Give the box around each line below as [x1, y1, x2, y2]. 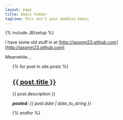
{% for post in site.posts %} [12, 63, 69, 69]
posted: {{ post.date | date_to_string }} [12, 100, 92, 106]
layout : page [5, 7, 32, 12]
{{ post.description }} [12, 91, 56, 97]
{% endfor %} [12, 110, 41, 116]
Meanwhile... [5, 54, 31, 60]
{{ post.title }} [12, 78, 57, 86]
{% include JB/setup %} [5, 30, 54, 36]
